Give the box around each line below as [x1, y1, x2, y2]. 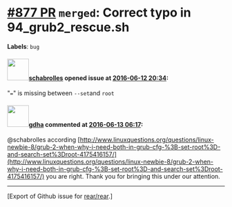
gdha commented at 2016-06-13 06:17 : [28, 120, 144, 128]
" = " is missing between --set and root [7, 89, 115, 97]
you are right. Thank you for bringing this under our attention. [46, 172, 221, 181]
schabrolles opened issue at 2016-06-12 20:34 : [28, 74, 169, 82]
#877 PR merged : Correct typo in [7, 5, 191, 21]
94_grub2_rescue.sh [7, 19, 130, 35]
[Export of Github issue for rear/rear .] [7, 192, 113, 201]
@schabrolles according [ [7, 136, 81, 144]
